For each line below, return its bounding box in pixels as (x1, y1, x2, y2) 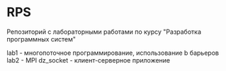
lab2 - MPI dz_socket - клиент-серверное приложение (6, 56, 171, 64)
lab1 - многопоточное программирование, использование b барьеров (6, 49, 219, 57)
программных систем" (6, 34, 76, 43)
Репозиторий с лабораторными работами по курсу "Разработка (6, 27, 202, 36)
